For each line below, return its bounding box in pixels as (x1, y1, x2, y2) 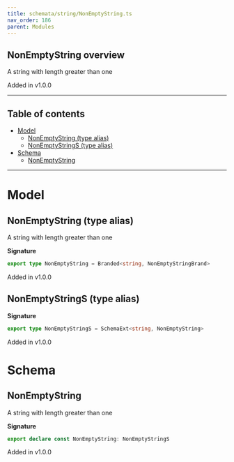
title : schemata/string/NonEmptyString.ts (7, 10, 132, 17)
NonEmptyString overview (7, 49, 125, 61)
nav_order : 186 (7, 17, 52, 24)
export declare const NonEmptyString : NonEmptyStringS (7, 435, 170, 442)
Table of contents (7, 107, 85, 119)
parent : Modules (7, 23, 54, 30)
